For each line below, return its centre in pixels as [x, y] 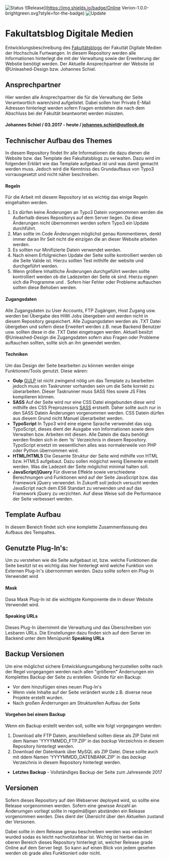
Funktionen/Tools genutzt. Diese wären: [47, 371]
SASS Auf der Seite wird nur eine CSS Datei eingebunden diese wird [84, 402]
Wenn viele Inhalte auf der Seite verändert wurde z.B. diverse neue [82, 692]
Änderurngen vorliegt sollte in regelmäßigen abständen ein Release [75, 811]
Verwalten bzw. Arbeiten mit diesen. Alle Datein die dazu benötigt [80, 434]
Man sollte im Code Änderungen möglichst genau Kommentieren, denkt [87, 234]
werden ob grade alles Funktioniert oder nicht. [53, 853]
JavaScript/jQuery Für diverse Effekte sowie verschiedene [74, 472]
